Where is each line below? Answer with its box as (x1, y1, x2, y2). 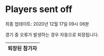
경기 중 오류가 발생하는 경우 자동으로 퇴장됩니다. (5, 31, 99, 37)
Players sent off (5, 4, 73, 15)
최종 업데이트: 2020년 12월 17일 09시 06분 (5, 21, 89, 27)
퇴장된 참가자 (8, 44, 37, 51)
